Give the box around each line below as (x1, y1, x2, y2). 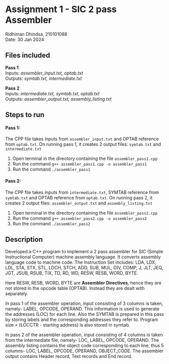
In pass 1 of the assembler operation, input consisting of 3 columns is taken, (5, 300, 163, 307)
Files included (5, 51, 50, 60)
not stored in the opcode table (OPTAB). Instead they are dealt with (5, 285, 145, 292)
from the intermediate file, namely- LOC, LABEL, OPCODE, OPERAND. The (5, 337, 159, 343)
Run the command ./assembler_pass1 (12, 166, 91, 173)
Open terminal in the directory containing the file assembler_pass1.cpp (12, 155, 158, 161)
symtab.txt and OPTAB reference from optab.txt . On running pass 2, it (5, 194, 153, 200)
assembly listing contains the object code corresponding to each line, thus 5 (5, 343, 164, 349)
